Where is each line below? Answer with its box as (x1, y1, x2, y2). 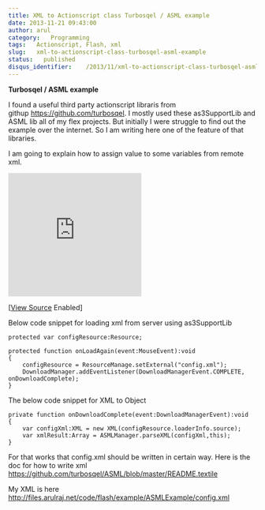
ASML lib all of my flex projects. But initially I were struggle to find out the (8, 116, 246, 126)
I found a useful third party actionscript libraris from (8, 99, 177, 109)
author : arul (8, 26, 51, 34)
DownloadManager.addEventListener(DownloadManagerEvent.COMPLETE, (22, 368, 245, 376)
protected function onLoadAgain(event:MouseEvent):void (8, 347, 196, 355)
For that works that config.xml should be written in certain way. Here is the (8, 452, 251, 462)
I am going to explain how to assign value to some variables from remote (8, 148, 244, 158)
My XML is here (8, 484, 59, 493)
